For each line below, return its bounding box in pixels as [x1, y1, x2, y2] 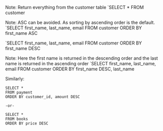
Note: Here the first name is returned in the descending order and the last [5, 55, 158, 61]
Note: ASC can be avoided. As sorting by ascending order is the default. [5, 20, 155, 25]
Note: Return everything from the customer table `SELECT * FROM [5, 5, 144, 10]
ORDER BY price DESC [5, 121, 49, 126]
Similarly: [5, 76, 25, 81]
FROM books [5, 116, 28, 121]
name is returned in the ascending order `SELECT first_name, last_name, [5, 61, 156, 66]
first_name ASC [5, 30, 38, 36]
